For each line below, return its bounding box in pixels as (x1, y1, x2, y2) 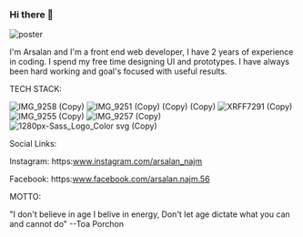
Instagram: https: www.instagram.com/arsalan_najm (9, 156, 203, 167)
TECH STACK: (9, 84, 62, 95)
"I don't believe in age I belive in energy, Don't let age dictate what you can (9, 209, 291, 220)
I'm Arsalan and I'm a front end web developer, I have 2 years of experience (9, 46, 294, 57)
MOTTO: (9, 191, 42, 202)
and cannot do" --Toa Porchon (9, 219, 125, 230)
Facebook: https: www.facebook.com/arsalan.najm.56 (9, 173, 211, 185)
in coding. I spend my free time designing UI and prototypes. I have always (9, 57, 289, 67)
